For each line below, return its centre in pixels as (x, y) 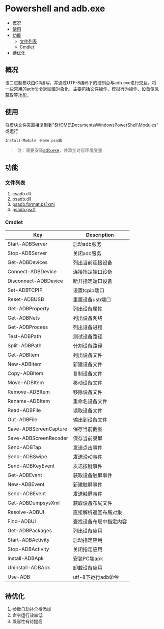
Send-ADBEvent (27, 494)
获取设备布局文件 (93, 503)
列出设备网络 (88, 318)
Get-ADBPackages (30, 531)
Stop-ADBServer (27, 253)
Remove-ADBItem (29, 392)
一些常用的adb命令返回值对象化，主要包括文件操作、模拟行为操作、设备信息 (82, 89)
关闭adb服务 (87, 254)
